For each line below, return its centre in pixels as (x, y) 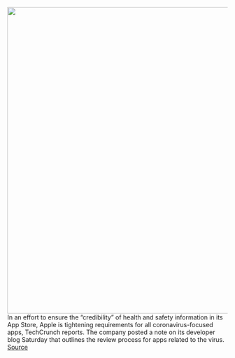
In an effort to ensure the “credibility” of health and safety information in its (115, 317)
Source (17, 347)
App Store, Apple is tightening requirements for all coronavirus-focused (110, 325)
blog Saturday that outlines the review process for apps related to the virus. (116, 339)
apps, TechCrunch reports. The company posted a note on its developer (111, 332)
